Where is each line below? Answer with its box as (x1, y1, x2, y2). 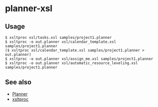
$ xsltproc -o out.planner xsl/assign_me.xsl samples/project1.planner (5, 56, 153, 61)
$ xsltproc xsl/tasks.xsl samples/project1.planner (5, 35, 112, 40)
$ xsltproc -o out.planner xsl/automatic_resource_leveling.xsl (5, 61, 138, 66)
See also (5, 78, 32, 87)
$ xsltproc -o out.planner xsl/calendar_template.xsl (5, 39, 117, 44)
